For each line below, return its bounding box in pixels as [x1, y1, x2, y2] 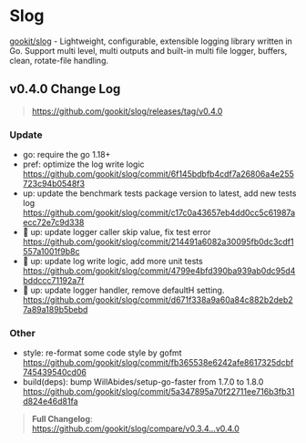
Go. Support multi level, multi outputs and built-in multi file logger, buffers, [9, 45, 288, 56]
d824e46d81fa [22, 396, 79, 407]
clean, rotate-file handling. [9, 55, 109, 66]
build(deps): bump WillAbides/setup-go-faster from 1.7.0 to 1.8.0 [22, 376, 264, 387]
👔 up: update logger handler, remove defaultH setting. [22, 284, 225, 296]
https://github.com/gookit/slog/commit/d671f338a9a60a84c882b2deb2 [22, 294, 293, 305]
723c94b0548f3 [22, 179, 85, 190]
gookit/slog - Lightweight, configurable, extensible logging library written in [9, 36, 293, 46]
